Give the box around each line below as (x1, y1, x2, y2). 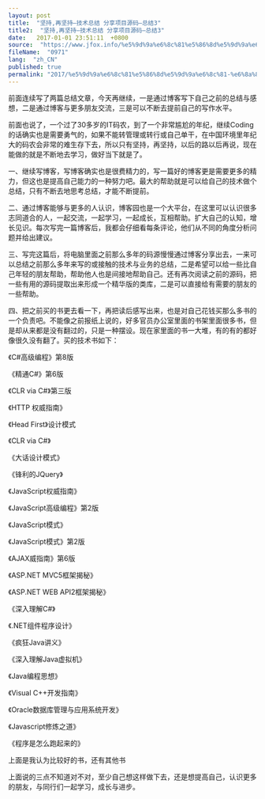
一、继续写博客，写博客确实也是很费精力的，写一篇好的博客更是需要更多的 (8, 166, 250, 176)
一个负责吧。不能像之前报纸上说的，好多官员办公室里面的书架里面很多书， (8, 316, 250, 325)
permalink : (8, 70, 44, 78)
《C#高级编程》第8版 (8, 352, 74, 362)
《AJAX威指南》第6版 (8, 553, 76, 562)
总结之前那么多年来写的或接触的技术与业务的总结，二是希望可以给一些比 (14, 259, 250, 269)
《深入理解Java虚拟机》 (8, 654, 87, 664)
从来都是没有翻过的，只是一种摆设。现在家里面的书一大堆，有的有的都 (21, 325, 250, 335)
